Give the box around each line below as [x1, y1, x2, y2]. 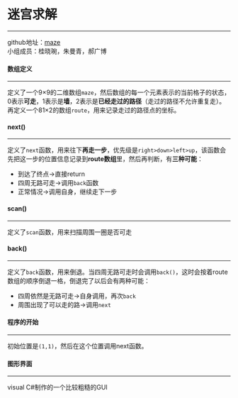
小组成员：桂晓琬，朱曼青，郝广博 [7, 47, 107, 55]
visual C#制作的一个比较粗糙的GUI [7, 383, 108, 392]
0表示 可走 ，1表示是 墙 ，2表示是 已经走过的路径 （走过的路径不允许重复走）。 [7, 97, 226, 106]
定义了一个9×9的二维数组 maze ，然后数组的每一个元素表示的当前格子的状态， [7, 88, 231, 96]
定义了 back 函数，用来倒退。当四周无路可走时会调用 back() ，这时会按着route [7, 267, 228, 276]
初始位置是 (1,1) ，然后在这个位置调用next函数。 [7, 341, 148, 350]
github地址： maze [7, 38, 61, 46]
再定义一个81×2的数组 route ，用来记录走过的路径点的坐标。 [7, 106, 181, 114]
